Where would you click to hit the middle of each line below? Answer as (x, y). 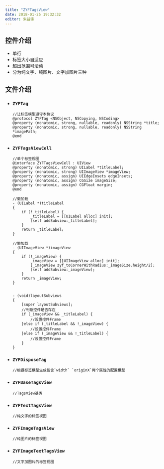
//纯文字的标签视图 (30, 416)
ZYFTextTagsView (32, 405)
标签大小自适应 (28, 60)
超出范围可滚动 (28, 66)
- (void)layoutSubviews (37, 296)
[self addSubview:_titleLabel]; (64, 221)
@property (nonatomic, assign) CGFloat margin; (62, 185)
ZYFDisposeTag (29, 360)
